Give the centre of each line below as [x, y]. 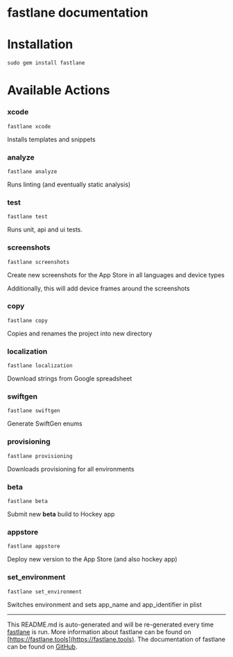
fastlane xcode [29, 126]
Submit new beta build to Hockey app [61, 514]
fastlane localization [40, 366]
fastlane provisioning [40, 456]
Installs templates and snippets [51, 139]
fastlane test [28, 217]
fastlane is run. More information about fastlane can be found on [99, 631]
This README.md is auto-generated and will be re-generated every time [110, 624]
